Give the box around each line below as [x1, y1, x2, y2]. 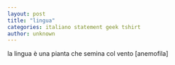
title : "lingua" [7, 17, 55, 24]
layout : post [7, 10, 46, 18]
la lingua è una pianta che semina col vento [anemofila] [7, 49, 169, 58]
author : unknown [7, 30, 55, 37]
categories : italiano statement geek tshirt [7, 23, 141, 30]
